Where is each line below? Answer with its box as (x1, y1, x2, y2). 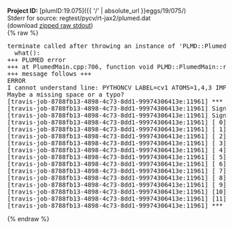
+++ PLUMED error (7, 56, 66, 64)
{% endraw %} (7, 215, 50, 223)
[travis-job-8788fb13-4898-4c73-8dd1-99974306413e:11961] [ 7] (7, 167, 227, 175)
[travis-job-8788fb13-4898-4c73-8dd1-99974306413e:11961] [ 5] (7, 153, 227, 161)
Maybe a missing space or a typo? (7, 91, 125, 99)
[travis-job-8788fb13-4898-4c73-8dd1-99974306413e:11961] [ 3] (7, 139, 227, 147)
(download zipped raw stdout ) (7, 22, 94, 29)
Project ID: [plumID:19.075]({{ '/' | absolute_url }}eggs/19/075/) (7, 7, 187, 15)
